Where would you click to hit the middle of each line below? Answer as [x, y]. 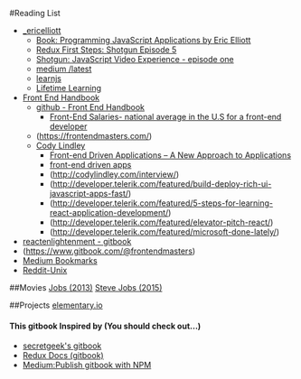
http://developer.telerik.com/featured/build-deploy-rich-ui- [162, 184]
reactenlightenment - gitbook [77, 241]
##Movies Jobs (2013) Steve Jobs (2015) [86, 287]
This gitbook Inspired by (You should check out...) [105, 326]
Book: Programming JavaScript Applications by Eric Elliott [143, 40]
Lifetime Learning [69, 88]
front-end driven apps [90, 165]
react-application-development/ [109, 213]
